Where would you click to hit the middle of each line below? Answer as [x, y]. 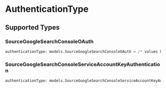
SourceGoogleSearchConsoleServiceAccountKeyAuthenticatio [83, 64]
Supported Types [33, 27]
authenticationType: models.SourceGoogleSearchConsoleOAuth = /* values [82, 51]
